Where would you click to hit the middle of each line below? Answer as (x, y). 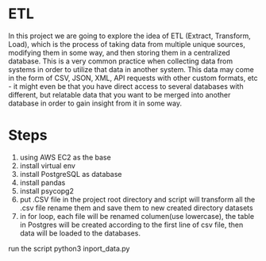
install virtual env (47, 165)
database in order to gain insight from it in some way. (95, 103)
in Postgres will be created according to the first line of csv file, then (131, 225)
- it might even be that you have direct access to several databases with (126, 86)
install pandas (42, 182)
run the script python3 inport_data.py (69, 248)
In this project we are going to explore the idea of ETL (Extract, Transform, (130, 36)
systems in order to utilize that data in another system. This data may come (131, 69)
